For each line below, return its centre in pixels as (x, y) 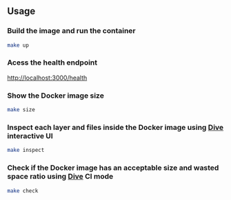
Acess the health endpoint (52, 63)
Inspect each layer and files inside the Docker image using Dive (115, 127)
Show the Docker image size (56, 96)
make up (18, 45)
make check (23, 191)
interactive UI (30, 135)
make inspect (26, 151)
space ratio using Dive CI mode (60, 177)
